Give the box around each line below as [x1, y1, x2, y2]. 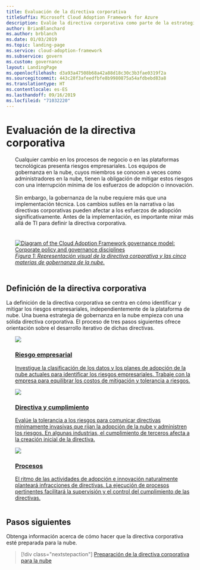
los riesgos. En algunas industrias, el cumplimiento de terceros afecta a [14, 429, 190, 436]
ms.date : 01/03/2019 [6, 36, 58, 42]
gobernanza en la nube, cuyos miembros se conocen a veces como [14, 168, 182, 176]
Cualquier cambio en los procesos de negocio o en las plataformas [14, 156, 180, 163]
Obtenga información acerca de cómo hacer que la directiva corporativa [6, 533, 183, 540]
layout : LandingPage [6, 64, 58, 71]
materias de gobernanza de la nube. [14, 258, 105, 266]
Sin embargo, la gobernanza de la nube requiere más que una [14, 194, 167, 201]
